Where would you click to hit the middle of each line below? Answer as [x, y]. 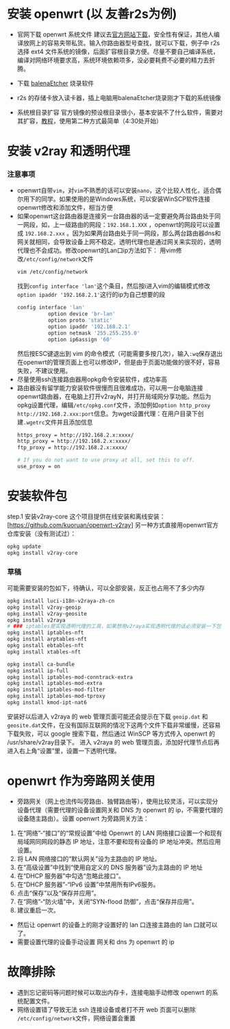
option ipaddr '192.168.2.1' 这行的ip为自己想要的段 [91, 295]
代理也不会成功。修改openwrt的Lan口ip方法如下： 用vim [97, 250]
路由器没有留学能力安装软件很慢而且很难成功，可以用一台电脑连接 [110, 387]
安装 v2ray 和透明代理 [69, 151]
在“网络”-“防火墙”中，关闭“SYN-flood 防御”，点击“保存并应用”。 [107, 901]
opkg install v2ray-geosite [47, 614]
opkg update [24, 546]
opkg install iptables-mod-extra [55, 683]
